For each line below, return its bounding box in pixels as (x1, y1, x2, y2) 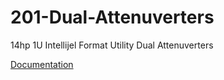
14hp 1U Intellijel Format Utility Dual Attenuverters (10, 39, 214, 51)
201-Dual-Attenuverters (10, 6, 215, 29)
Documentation (10, 58, 74, 70)
